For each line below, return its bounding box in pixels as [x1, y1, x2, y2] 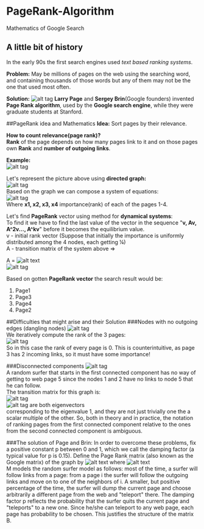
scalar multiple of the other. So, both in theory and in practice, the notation [6, 414, 194, 422]
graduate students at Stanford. [6, 108, 83, 115]
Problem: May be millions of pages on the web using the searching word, [6, 70, 191, 77]
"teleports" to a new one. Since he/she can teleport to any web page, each [6, 503, 194, 511]
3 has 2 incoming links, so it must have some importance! [6, 350, 151, 358]
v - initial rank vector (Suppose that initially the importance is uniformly [6, 232, 185, 239]
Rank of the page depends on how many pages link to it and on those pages [6, 138, 198, 145]
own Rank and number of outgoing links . [6, 145, 111, 152]
